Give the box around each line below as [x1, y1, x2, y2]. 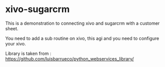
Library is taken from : [5, 50, 52, 56]
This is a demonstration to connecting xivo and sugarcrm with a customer [5, 20, 160, 26]
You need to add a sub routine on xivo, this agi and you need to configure [5, 35, 159, 41]
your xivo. [5, 40, 26, 46]
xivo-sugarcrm [5, 4, 70, 15]
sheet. [5, 25, 19, 31]
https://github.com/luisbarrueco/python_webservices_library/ [5, 55, 134, 61]
